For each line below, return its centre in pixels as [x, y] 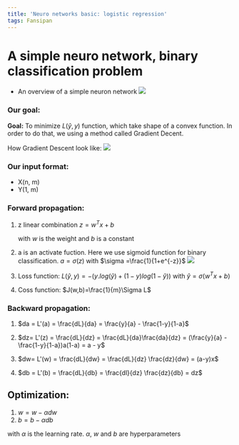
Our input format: [38, 166]
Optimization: [39, 395]
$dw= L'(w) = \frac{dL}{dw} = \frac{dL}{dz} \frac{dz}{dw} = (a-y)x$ [118, 359]
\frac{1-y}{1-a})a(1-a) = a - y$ [61, 345]
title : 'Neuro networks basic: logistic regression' [87, 14]
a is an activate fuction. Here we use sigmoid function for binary [112, 252]
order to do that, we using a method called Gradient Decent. [96, 133]
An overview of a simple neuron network [77, 92]
